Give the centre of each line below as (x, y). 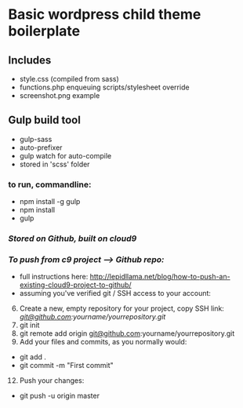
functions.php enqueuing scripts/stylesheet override (104, 87)
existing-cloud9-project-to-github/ (75, 285)
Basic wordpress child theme (105, 15)
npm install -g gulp (50, 202)
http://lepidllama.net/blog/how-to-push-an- (160, 277)
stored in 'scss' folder (54, 164)
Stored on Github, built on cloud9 (73, 239)
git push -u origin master (60, 396)
